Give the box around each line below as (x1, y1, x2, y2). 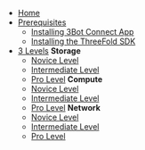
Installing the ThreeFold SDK (30, 36, 136, 46)
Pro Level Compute (30, 74, 103, 84)
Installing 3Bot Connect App (30, 27, 134, 37)
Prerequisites (17, 17, 67, 28)
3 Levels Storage (17, 46, 82, 56)
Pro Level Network (30, 103, 101, 112)
